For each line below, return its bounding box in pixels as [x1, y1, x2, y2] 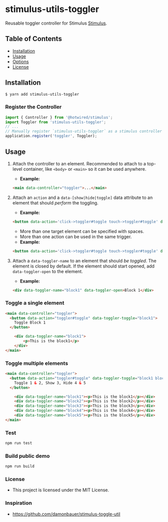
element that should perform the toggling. [12, 199, 98, 206]
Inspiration [5, 499, 32, 506]
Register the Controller [5, 104, 62, 111]
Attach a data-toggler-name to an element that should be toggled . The [12, 257, 156, 264]
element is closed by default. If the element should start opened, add [12, 263, 155, 269]
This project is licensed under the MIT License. [12, 487, 109, 493]
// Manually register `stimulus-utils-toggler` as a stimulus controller [5, 129, 162, 134]
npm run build [5, 464, 35, 469]
